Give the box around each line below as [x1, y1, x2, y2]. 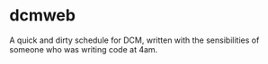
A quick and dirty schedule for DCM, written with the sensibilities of [9, 35, 260, 45]
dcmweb [9, 5, 76, 26]
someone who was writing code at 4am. [9, 44, 158, 54]
